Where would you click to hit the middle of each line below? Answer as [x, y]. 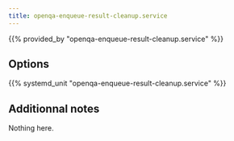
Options [29, 64]
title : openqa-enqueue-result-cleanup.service [88, 16]
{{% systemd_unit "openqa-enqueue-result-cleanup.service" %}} [117, 83]
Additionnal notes [54, 108]
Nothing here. [31, 128]
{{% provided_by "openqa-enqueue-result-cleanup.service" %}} [116, 39]
